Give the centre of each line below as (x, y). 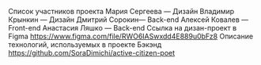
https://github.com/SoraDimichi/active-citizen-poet (92, 53)
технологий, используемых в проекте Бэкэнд (85, 45)
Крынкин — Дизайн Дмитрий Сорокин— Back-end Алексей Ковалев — (129, 20)
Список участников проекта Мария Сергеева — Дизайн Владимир (121, 11)
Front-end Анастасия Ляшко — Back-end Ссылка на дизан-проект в (123, 28)
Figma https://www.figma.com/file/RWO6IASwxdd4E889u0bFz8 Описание (131, 36)
